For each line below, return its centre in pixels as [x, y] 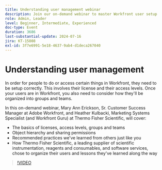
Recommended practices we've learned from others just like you [77, 138]
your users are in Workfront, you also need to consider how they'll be [74, 93]
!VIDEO [24, 162]
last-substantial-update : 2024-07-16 [43, 37]
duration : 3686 [20, 32]
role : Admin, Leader [26, 18]
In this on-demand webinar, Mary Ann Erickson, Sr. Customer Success [75, 108]
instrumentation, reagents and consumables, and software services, [80, 148]
